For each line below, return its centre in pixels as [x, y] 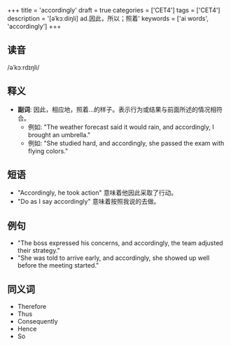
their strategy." [39, 251]
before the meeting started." [58, 265]
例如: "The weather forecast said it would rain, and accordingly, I [121, 127]
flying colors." [48, 151]
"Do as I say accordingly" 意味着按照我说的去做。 [89, 202]
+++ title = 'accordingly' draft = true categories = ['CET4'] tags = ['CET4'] [114, 10]
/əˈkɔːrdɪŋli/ [23, 67]
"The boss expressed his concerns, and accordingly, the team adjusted [120, 243]
